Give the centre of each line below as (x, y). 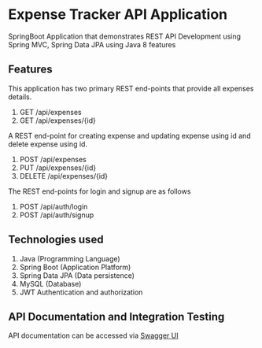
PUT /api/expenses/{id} (58, 168)
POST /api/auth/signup (57, 215)
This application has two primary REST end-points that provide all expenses (131, 88)
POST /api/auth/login (54, 206)
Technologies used (56, 240)
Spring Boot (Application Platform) (75, 267)
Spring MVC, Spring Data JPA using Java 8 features (92, 44)
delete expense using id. (48, 144)
